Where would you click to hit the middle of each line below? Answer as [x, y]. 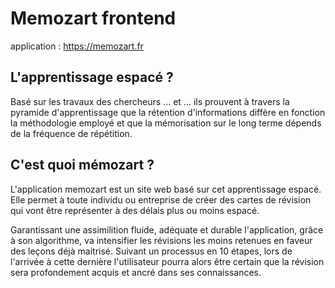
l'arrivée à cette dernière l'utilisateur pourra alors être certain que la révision [167, 261]
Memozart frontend [93, 18]
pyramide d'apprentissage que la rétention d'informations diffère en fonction [168, 112]
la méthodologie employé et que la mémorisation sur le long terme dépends [166, 123]
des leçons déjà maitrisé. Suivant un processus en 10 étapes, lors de [151, 251]
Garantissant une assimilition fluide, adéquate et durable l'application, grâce [167, 229]
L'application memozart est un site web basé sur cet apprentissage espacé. [166, 189]
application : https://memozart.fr [77, 46]
